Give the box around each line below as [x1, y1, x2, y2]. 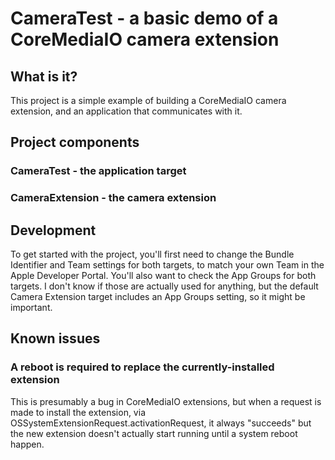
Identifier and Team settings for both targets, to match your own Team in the [10, 259, 325, 271]
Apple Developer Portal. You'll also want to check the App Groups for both [10, 270, 317, 282]
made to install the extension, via [10, 406, 146, 418]
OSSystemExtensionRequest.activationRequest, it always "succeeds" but [10, 417, 312, 429]
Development [10, 222, 97, 239]
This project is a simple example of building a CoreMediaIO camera [10, 95, 287, 106]
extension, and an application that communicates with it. [10, 105, 243, 117]
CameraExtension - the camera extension [10, 191, 217, 205]
